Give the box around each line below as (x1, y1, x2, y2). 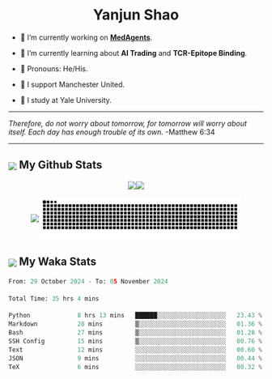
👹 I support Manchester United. (19, 79, 125, 89)
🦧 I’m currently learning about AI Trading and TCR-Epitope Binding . (19, 48, 248, 57)
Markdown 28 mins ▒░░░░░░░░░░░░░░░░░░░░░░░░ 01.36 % (8, 320, 263, 329)
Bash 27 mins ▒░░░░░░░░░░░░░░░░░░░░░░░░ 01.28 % (8, 329, 263, 337)
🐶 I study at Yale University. (19, 95, 112, 104)
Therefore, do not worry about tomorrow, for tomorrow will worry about (8, 118, 247, 128)
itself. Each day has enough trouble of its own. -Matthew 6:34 (8, 127, 216, 137)
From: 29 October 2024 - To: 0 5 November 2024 (8, 277, 168, 285)
